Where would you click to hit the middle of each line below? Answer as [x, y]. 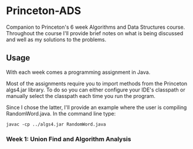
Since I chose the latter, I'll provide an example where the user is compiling [97, 107]
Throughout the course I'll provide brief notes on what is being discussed [95, 33]
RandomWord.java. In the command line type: [61, 113]
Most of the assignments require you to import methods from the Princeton [97, 83]
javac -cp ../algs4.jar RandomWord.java [56, 124]
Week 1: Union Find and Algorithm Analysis [69, 139]
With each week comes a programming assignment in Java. [78, 72]
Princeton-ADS [44, 11]
